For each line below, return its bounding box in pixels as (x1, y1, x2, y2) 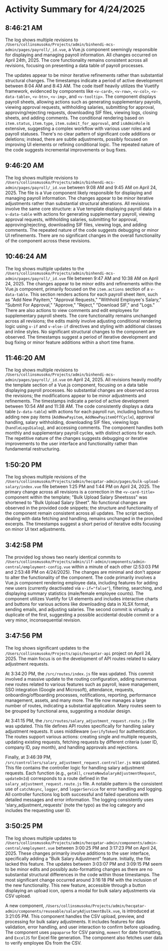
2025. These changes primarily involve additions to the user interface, (5, 850, 150, 856)
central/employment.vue (5, 846, 55, 851)
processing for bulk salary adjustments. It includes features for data (5, 918, 145, 924)
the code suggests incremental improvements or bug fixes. (5, 147, 127, 152)
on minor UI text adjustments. (5, 526, 66, 532)
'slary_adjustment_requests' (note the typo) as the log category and (5, 802, 145, 808)
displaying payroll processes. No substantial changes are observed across (5, 387, 159, 393)
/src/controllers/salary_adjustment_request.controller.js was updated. (5, 759, 160, 765)
